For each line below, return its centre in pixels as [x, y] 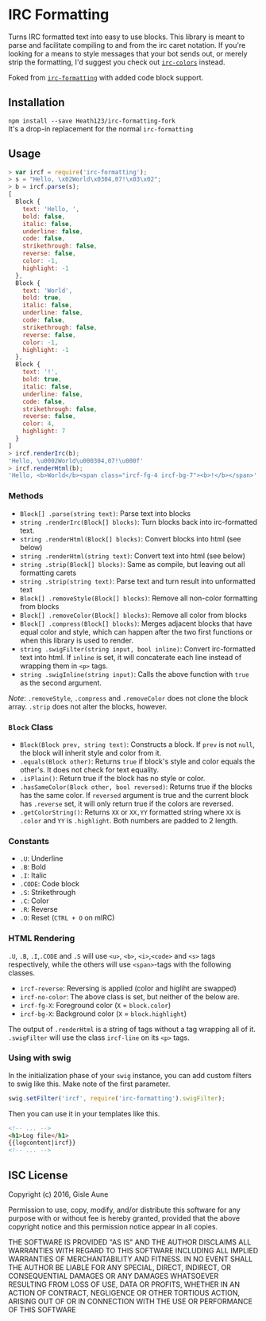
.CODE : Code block [49, 884]
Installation [37, 102]
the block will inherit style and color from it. [91, 752]
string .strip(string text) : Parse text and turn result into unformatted [137, 581]
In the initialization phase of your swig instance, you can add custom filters [130, 1075]
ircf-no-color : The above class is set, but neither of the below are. [129, 996]
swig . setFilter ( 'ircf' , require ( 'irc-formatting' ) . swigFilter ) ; [117, 1098]
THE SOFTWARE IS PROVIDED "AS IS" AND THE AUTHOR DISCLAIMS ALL [130, 1242]
